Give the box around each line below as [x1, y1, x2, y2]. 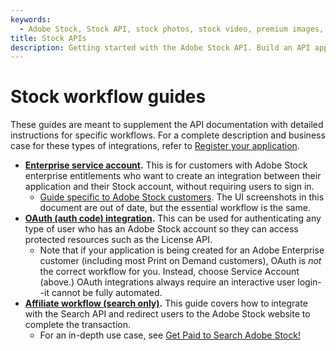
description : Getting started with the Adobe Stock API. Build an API [10, 42, 311, 53]
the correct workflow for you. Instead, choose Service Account [39, 266, 300, 278]
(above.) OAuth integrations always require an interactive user [39, 276, 296, 288]
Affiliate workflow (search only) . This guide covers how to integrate [24, 297, 308, 310]
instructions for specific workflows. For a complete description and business [10, 129, 326, 141]
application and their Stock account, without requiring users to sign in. [24, 181, 315, 193]
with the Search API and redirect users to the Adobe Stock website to [24, 308, 311, 320]
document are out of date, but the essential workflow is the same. [39, 202, 311, 214]
